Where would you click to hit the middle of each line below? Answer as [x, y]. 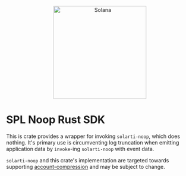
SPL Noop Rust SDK [56, 120]
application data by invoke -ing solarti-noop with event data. [80, 149]
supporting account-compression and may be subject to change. [86, 166]
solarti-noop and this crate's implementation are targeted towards [88, 160]
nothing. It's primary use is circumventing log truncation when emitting [93, 142]
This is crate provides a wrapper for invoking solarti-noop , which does [93, 136]
